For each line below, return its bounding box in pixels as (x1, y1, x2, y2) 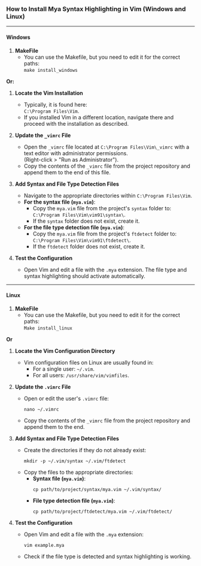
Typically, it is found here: (23, 101, 88, 108)
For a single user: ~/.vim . (32, 365, 95, 373)
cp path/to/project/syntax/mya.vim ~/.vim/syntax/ (32, 486, 162, 492)
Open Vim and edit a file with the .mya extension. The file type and (23, 266, 187, 273)
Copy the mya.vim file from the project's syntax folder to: (32, 204, 172, 211)
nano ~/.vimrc (23, 406, 59, 412)
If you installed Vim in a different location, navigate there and (23, 113, 174, 121)
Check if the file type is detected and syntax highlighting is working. (23, 553, 191, 560)
